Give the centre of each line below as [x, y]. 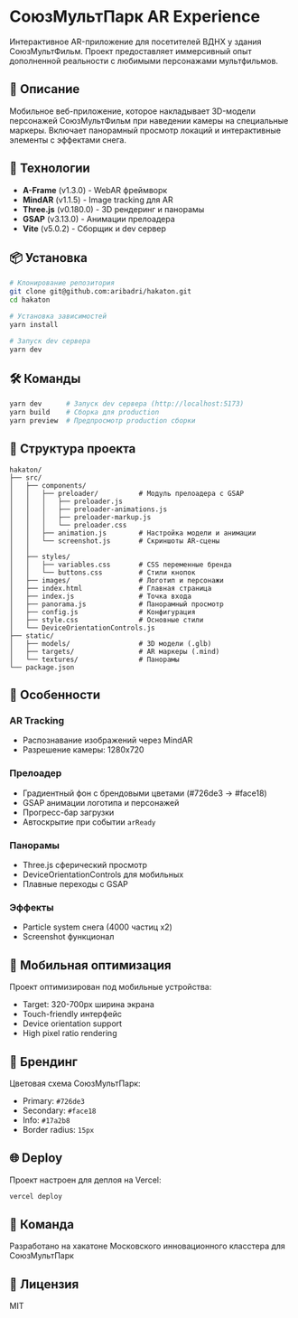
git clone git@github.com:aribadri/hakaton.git [101, 292]
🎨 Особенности [55, 695]
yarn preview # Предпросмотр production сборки [102, 421]
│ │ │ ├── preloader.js [66, 501]
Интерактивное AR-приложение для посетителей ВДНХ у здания [135, 42]
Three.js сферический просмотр [84, 865]
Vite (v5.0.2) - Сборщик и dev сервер [94, 229]
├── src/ [26, 477]
